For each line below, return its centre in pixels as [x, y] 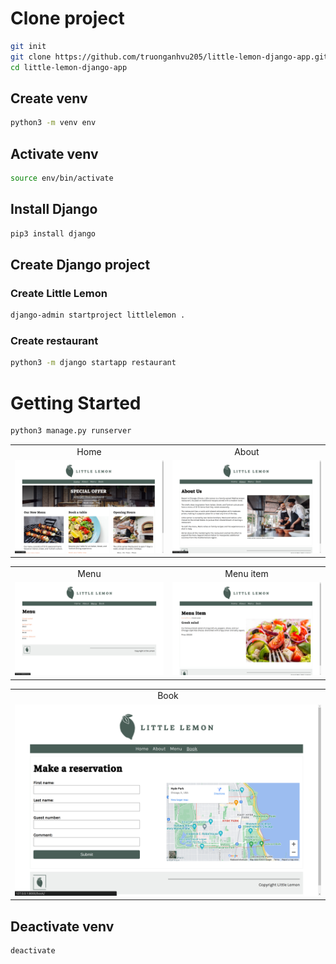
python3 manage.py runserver [71, 431]
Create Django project [80, 265]
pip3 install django [53, 233]
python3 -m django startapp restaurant [93, 363]
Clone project [67, 18]
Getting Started [76, 403]
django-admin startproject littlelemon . [98, 315]
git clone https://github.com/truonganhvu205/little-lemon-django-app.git [169, 57]
